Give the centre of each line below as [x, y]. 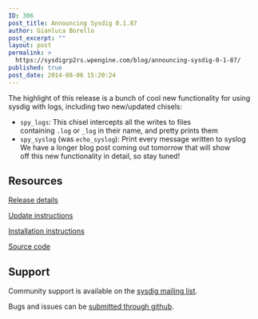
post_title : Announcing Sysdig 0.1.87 [73, 23]
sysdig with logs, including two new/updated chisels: [95, 106]
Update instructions [41, 216]
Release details [33, 200]
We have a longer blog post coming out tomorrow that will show [125, 147]
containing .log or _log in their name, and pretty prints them [119, 130]
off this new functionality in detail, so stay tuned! [100, 156]
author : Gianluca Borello [51, 30]
